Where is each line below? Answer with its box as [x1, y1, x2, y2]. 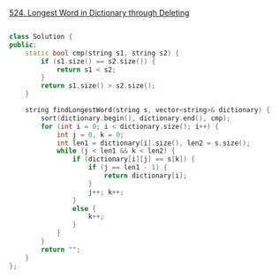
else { [72, 204, 97, 213]
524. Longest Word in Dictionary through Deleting [9, 8, 190, 18]
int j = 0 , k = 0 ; [56, 130, 124, 139]
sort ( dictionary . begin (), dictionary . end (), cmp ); [41, 114, 231, 123]
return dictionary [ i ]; [103, 171, 188, 180]
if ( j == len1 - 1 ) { [87, 163, 168, 172]
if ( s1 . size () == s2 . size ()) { [41, 57, 156, 65]
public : [9, 40, 38, 49]
